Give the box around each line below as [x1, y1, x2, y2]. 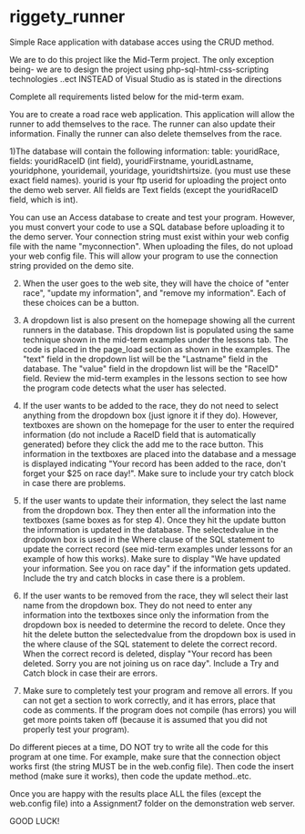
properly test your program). [22, 724, 130, 735]
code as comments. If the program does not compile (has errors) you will [22, 704, 297, 716]
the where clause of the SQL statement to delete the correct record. [22, 638, 278, 649]
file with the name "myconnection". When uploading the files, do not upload [9, 240, 293, 251]
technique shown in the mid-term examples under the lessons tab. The [22, 334, 289, 345]
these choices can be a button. [22, 297, 139, 308]
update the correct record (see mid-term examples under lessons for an [22, 544, 293, 554]
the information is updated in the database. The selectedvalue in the [22, 524, 280, 534]
